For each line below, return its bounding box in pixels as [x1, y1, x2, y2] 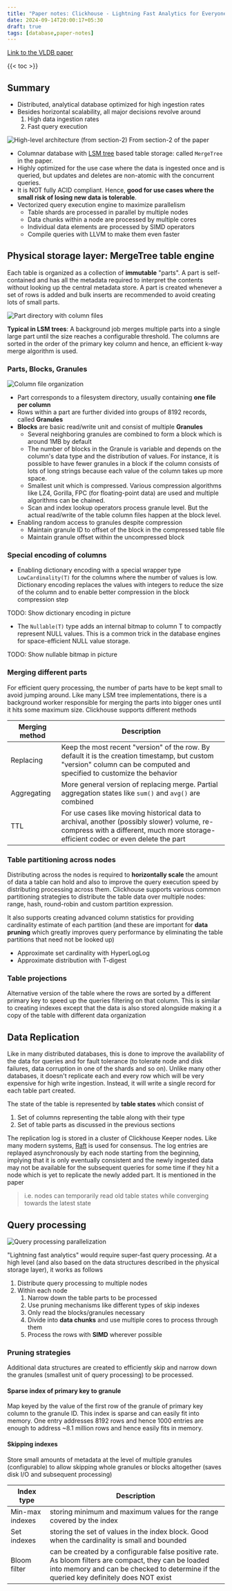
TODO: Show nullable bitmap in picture [7, 650, 117, 658]
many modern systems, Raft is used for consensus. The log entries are [7, 1142, 209, 1150]
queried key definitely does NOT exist [49, 1572, 172, 1582]
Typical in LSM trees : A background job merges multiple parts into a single [7, 325, 221, 333]
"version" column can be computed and [61, 759, 191, 769]
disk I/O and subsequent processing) [7, 1470, 113, 1478]
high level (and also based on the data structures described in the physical [7, 1258, 220, 1266]
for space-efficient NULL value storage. [17, 637, 130, 645]
